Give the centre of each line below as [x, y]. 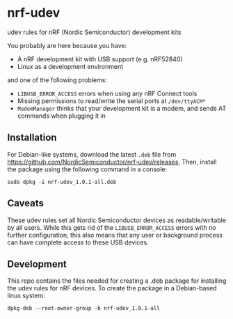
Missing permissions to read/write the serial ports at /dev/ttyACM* [112, 101]
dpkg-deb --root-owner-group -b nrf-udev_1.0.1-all [83, 309]
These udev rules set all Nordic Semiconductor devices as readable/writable [116, 220]
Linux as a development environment [70, 66]
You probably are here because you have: [67, 45]
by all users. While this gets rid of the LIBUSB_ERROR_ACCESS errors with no [112, 227]
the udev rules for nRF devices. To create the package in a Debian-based [112, 288]
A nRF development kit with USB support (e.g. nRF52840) [100, 59]
